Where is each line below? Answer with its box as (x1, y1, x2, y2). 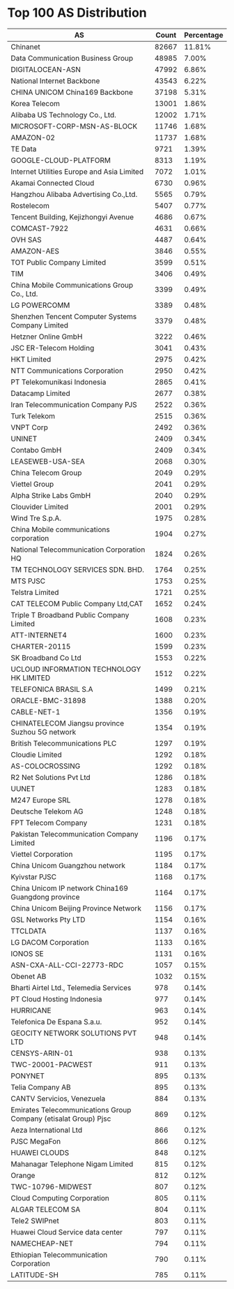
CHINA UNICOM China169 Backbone (10, 87, 134, 97)
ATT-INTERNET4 (10, 630, 68, 640)
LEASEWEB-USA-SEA (10, 456, 85, 466)
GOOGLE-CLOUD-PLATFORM (10, 155, 111, 165)
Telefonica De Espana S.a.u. (10, 1017, 102, 1026)
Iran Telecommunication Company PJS (10, 399, 137, 409)
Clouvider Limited (10, 501, 68, 511)
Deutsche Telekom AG (10, 806, 84, 816)
